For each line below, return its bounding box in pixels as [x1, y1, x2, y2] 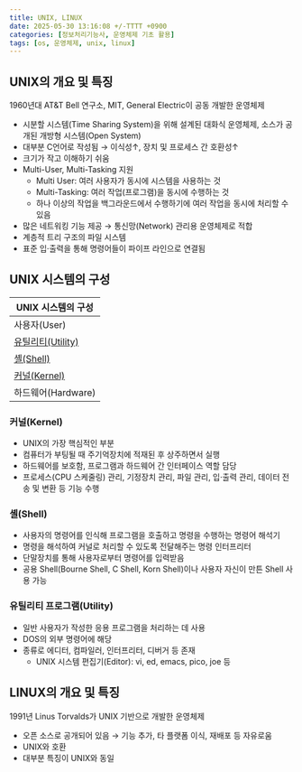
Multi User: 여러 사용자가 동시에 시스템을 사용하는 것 [35, 175, 221, 186]
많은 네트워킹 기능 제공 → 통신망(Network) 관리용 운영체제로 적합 [22, 220, 253, 231]
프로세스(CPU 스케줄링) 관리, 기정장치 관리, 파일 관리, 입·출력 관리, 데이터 [22, 471, 280, 483]
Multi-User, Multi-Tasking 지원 [22, 164, 133, 175]
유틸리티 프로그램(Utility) [9, 600, 114, 612]
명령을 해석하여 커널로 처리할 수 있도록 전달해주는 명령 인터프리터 [22, 541, 252, 552]
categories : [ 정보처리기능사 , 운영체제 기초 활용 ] [9, 30, 176, 39]
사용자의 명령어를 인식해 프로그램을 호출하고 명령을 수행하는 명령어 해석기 [22, 530, 281, 541]
